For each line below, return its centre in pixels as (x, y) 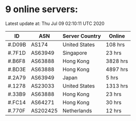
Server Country (82, 36)
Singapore (75, 53)
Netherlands (77, 110)
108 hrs (115, 44)
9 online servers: (42, 9)
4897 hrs (117, 69)
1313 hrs (117, 86)
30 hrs (114, 102)
